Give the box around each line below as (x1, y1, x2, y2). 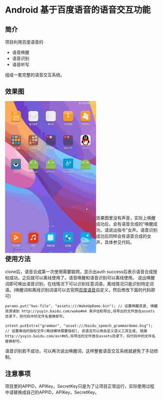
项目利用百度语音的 (5, 39, 44, 45)
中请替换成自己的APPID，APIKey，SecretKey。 (5, 389, 99, 395)
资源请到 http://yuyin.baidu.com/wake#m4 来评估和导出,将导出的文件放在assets (5, 309, 155, 313)
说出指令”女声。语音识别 (108, 227, 158, 233)
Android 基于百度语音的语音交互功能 (5, 4, 151, 16)
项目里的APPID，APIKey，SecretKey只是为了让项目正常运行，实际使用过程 (5, 383, 154, 389)
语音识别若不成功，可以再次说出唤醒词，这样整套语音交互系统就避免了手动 (5, 348, 154, 354)
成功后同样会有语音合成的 (96, 233, 147, 239)
